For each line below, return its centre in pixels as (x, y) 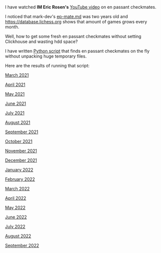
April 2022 (16, 198)
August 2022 (18, 236)
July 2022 (15, 226)
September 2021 (22, 132)
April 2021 (15, 84)
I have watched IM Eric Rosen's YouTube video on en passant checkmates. (81, 7)
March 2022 (18, 189)
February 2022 (20, 179)
